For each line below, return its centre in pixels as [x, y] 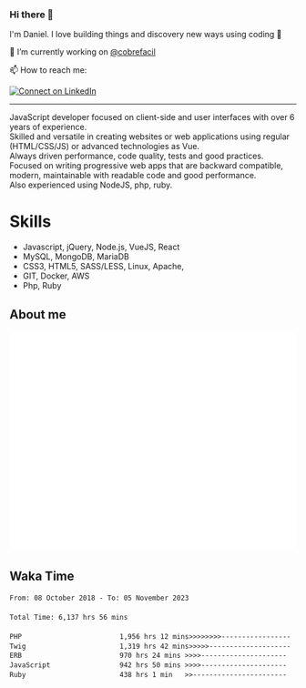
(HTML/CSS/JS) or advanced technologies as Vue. [105, 147]
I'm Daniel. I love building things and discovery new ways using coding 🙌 [146, 35]
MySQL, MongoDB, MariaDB [76, 257]
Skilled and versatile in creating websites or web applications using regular [149, 137]
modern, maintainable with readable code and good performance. [133, 176]
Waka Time [42, 576]
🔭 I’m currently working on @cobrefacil [83, 52]
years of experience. [48, 127]
